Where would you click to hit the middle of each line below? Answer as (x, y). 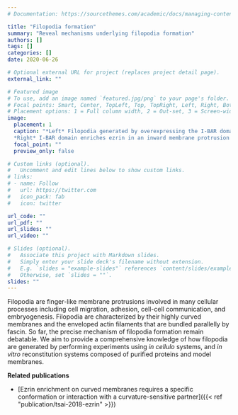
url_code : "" (27, 216)
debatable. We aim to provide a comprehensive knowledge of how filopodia (118, 339)
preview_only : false (44, 151)
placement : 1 (33, 125)
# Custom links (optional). (49, 164)
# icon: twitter (34, 203)
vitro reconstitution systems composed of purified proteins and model (109, 354)
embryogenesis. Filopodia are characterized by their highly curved (104, 317)
